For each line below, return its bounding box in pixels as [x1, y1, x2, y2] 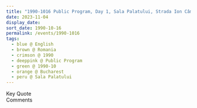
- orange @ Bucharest [11, 69, 64, 75]
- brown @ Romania [11, 47, 57, 53]
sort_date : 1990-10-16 [6, 25, 62, 31]
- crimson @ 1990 [11, 52, 54, 58]
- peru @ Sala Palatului [11, 74, 72, 80]
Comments [6, 96, 33, 103]
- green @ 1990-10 [11, 63, 57, 69]
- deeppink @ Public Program [11, 58, 83, 63]
